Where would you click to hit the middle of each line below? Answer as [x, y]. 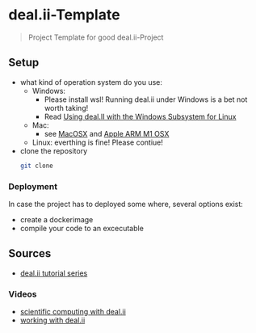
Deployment [33, 186]
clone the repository [54, 150]
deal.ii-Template [64, 15]
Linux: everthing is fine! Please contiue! [98, 142]
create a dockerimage [57, 219]
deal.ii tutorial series [54, 273]
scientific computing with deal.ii [73, 312]
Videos [23, 294]
